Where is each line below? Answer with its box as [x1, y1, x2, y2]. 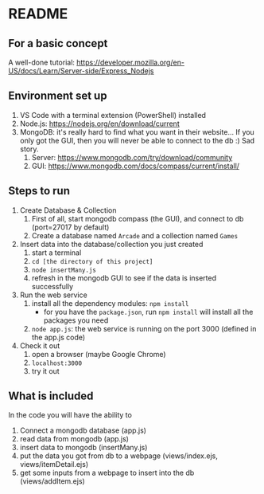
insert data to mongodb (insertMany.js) [19, 443, 148, 453]
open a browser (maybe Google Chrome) [31, 349, 166, 359]
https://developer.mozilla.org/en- [76, 57, 185, 67]
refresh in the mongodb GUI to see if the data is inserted [31, 272, 217, 283]
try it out [31, 366, 60, 375]
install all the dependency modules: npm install [31, 298, 189, 308]
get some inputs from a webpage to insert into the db [19, 468, 195, 478]
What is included [8, 390, 94, 403]
